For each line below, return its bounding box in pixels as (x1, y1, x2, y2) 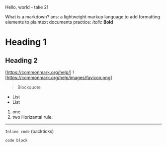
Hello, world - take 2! (5, 4, 48, 10)
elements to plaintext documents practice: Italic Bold (5, 19, 113, 25)
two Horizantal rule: (12, 114, 53, 120)
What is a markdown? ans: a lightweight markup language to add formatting (5, 14, 161, 19)
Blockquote (17, 84, 41, 90)
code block (5, 138, 28, 143)
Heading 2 (5, 56, 38, 65)
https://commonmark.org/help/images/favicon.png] (6, 74, 112, 80)
